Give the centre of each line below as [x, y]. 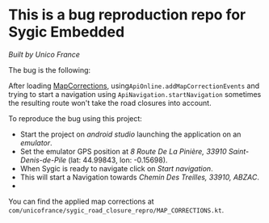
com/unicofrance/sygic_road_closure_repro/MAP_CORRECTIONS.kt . [116, 210]
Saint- [239, 151]
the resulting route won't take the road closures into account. [110, 103]
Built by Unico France [44, 54]
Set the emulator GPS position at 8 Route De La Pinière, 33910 [124, 151]
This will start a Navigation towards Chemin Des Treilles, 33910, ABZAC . [140, 177]
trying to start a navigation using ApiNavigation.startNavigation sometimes [135, 94]
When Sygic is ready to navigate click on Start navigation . [116, 168]
